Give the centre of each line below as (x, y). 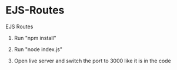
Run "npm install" (35, 38)
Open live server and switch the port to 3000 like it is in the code (92, 61)
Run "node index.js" (38, 49)
